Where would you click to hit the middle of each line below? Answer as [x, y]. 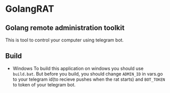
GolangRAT [30, 9]
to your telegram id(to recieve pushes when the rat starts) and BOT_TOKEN [89, 79]
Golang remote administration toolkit [65, 28]
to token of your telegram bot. [44, 84]
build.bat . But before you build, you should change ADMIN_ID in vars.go [88, 74]
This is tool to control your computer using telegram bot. [65, 40]
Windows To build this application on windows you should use [78, 68]
